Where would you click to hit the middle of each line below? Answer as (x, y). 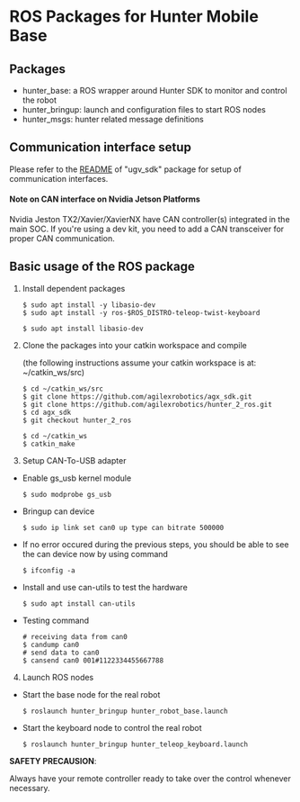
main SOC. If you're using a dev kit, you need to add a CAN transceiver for (147, 229)
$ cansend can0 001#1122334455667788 (93, 660)
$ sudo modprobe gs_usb (67, 494)
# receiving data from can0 (75, 636)
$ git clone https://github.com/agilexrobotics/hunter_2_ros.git (147, 404)
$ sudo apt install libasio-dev (83, 329)
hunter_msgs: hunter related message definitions (113, 119)
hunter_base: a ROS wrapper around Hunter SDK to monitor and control (154, 90)
